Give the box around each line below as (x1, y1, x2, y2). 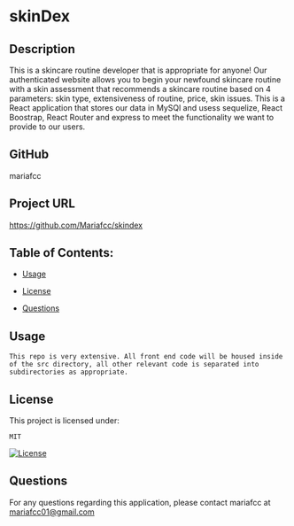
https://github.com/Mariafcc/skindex (9, 220, 143, 230)
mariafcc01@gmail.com (9, 507, 95, 517)
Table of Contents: (9, 245, 114, 260)
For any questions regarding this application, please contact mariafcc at (9, 497, 272, 507)
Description (9, 42, 75, 57)
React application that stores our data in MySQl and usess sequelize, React (9, 103, 283, 112)
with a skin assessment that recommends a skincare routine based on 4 (9, 84, 272, 94)
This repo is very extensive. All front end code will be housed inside (9, 352, 283, 361)
